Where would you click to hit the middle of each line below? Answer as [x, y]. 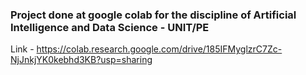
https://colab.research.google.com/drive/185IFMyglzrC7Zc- [159, 49]
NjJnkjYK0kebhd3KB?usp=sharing [81, 60]
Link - [22, 49]
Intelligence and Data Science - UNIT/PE [110, 27]
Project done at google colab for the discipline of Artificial [153, 15]
